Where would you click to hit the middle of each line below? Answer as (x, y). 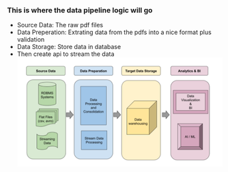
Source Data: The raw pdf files (60, 25)
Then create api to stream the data (66, 54)
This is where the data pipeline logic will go (80, 10)
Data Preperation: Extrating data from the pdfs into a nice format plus (114, 32)
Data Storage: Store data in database (69, 47)
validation (31, 40)
